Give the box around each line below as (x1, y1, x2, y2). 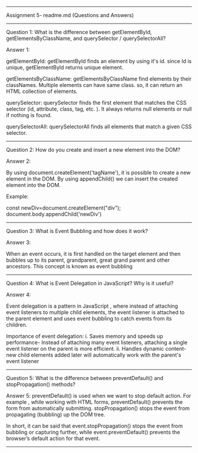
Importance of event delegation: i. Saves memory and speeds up (6, 333, 163, 339)
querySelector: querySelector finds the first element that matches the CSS (6, 99, 187, 106)
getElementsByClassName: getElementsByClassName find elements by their (6, 75, 192, 82)
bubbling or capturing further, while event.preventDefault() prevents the (6, 429, 180, 435)
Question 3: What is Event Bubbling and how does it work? (6, 228, 148, 234)
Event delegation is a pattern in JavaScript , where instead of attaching (6, 302, 179, 309)
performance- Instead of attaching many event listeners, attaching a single (6, 339, 187, 346)
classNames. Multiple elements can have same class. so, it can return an (6, 82, 183, 88)
